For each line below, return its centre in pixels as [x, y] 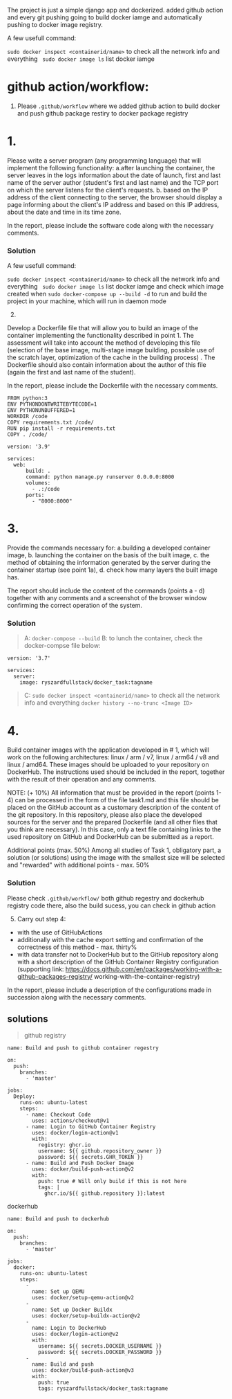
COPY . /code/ [28, 435]
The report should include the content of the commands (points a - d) [106, 590]
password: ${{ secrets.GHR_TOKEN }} [90, 1157]
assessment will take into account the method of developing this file [104, 343]
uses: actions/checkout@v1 [71, 1121]
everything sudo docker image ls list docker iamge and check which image [116, 287]
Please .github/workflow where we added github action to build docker [119, 106]
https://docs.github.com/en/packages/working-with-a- [144, 969]
